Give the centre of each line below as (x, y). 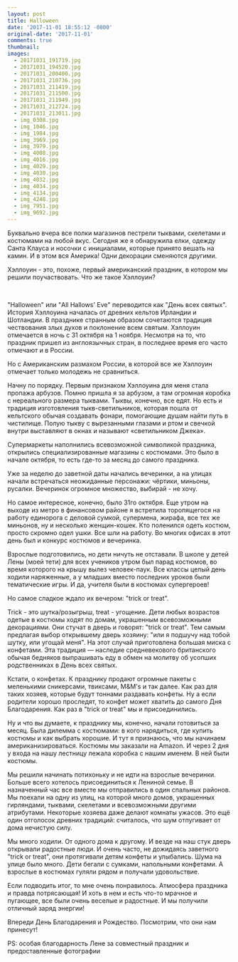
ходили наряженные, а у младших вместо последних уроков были (109, 576)
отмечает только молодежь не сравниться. (74, 371)
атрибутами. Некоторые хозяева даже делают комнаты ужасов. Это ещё (119, 812)
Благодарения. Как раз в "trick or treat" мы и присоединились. (102, 709)
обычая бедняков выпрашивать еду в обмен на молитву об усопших (112, 657)
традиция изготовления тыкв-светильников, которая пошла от (103, 408)
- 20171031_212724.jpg (47, 107)
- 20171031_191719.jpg (47, 61)
